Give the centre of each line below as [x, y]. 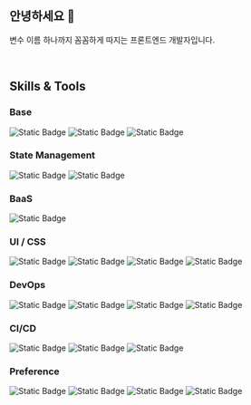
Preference [35, 371]
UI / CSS [28, 242]
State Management [53, 155]
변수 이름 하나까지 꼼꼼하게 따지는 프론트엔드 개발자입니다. [112, 40]
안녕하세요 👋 [42, 16]
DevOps [28, 285]
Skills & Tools [48, 87]
